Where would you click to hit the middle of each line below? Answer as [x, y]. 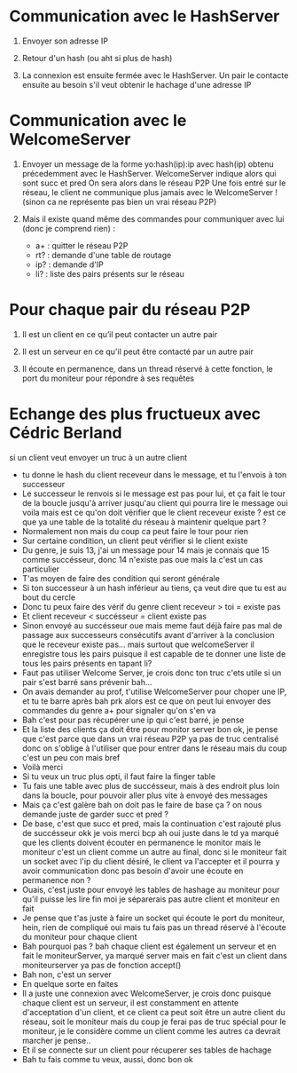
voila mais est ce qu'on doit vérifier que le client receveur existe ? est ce [154, 512]
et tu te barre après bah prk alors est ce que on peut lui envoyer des [146, 701]
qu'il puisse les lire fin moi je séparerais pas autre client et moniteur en [151, 899]
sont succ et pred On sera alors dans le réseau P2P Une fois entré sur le [154, 183]
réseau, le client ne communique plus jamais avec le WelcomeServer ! [149, 192]
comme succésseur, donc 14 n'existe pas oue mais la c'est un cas [142, 559]
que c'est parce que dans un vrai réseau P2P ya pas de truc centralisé [150, 738]
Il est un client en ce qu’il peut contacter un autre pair [120, 334]
